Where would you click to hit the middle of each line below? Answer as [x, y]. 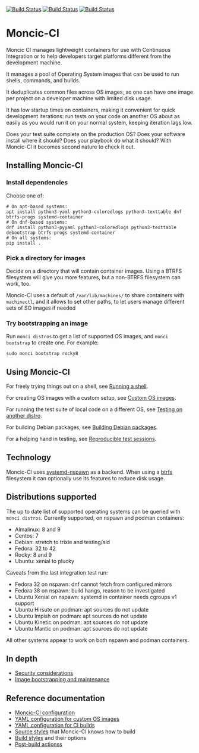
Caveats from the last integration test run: [57, 572]
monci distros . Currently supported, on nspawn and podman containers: [95, 518]
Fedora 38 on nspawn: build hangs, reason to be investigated [90, 590]
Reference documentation [56, 698]
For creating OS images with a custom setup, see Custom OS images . [91, 398]
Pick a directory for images [46, 258]
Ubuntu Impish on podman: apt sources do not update [81, 616]
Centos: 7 [26, 536]
